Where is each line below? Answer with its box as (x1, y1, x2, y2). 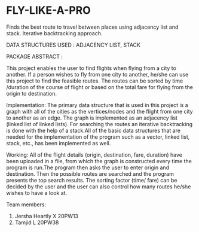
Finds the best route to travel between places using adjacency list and (6, 23, 179, 30)
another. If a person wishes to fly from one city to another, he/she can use (6, 71, 189, 78)
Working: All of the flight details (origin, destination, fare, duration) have (6, 151, 182, 158)
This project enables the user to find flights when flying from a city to (6, 64, 176, 72)
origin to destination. (6, 90, 57, 97)
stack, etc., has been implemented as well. (6, 139, 111, 146)
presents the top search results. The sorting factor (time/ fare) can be (6, 176, 177, 184)
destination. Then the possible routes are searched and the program (6, 170, 174, 177)
